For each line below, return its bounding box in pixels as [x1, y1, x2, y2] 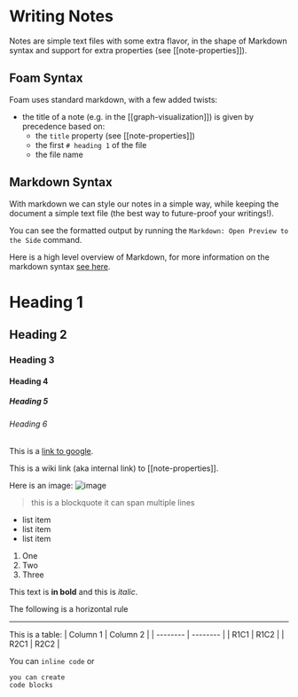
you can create [9, 673, 66, 682]
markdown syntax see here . [9, 261, 111, 271]
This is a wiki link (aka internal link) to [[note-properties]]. [9, 463, 219, 474]
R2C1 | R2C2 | [9, 638, 60, 649]
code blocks [9, 681, 53, 690]
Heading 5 [9, 396, 49, 407]
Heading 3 [9, 354, 55, 366]
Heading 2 [9, 327, 68, 342]
